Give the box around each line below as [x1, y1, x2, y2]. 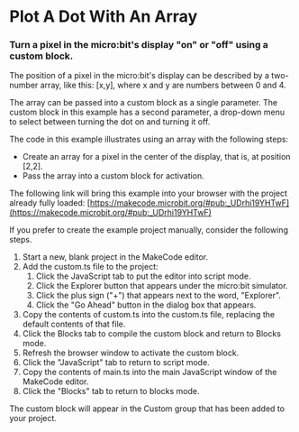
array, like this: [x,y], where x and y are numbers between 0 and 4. [40, 79, 286, 91]
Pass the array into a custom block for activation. [22, 170, 204, 181]
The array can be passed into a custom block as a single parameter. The [9, 97, 278, 108]
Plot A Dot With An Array [9, 6, 198, 27]
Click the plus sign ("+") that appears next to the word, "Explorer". [35, 290, 282, 301]
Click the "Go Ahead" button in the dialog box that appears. [35, 299, 257, 310]
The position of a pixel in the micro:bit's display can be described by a [9, 70, 270, 81]
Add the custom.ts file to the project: [22, 262, 159, 272]
